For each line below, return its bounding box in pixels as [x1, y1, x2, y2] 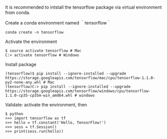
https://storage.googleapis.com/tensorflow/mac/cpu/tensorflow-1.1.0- [5, 75, 155, 80]
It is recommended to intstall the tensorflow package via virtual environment [5, 4, 162, 10]
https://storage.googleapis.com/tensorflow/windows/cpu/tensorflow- [5, 88, 151, 93]
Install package [5, 61, 36, 67]
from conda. [5, 9, 30, 15]
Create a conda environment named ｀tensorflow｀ [5, 20, 111, 25]
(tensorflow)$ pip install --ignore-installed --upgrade [5, 71, 126, 76]
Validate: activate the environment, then [5, 102, 87, 107]
